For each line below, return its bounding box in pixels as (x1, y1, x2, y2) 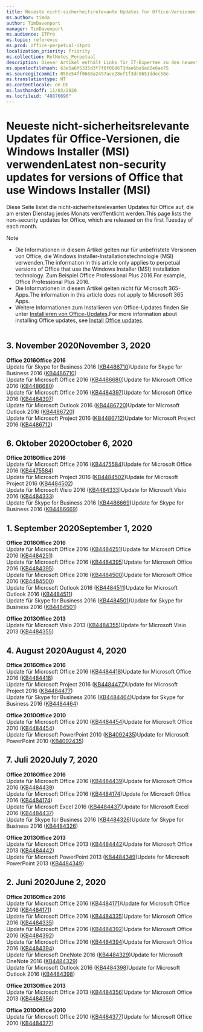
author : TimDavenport (6, 20, 61, 26)
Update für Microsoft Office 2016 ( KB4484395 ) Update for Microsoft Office (6, 558, 192, 566)
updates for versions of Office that (6, 170, 183, 184)
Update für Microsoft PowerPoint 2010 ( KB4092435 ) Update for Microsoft (6, 730, 189, 738)
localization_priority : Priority (6, 48, 91, 54)
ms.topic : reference (6, 37, 59, 43)
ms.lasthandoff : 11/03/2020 (6, 88, 77, 94)
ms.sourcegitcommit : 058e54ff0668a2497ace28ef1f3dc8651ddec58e (6, 71, 169, 77)
